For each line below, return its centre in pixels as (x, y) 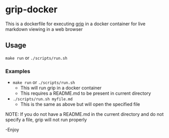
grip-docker (31, 10)
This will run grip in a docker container (61, 88)
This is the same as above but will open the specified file (80, 105)
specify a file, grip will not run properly (46, 120)
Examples (18, 71)
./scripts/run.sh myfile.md (43, 99)
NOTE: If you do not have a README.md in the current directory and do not (84, 114)
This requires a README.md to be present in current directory (86, 93)
